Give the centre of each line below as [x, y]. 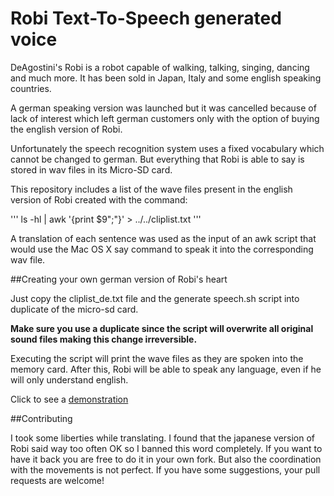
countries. [31, 88]
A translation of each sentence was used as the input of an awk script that [163, 238]
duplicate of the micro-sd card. [74, 309]
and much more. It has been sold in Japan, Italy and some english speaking [166, 78]
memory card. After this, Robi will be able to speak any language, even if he [166, 369]
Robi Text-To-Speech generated [146, 18]
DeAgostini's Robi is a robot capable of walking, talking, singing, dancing [160, 67]
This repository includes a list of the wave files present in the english [151, 189]
